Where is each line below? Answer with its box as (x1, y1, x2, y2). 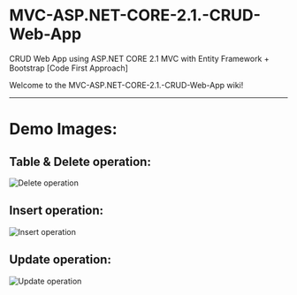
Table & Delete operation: (9, 154, 152, 169)
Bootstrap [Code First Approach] (9, 63, 128, 73)
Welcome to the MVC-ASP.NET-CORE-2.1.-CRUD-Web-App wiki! (9, 79, 244, 90)
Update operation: (9, 253, 112, 268)
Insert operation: (9, 203, 104, 218)
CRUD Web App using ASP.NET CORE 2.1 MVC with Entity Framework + (9, 53, 270, 64)
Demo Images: (9, 119, 118, 140)
